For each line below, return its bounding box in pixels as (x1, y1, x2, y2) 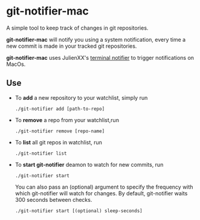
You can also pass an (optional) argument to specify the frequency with (15, 183, 193, 190)
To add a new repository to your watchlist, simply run (15, 94, 148, 101)
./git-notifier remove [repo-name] (15, 128, 105, 134)
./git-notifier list (15, 150, 67, 157)
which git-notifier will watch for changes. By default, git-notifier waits (15, 189, 188, 197)
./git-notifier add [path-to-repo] (15, 106, 105, 112)
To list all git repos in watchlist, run (15, 138, 103, 146)
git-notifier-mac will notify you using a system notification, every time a (6, 36, 186, 43)
